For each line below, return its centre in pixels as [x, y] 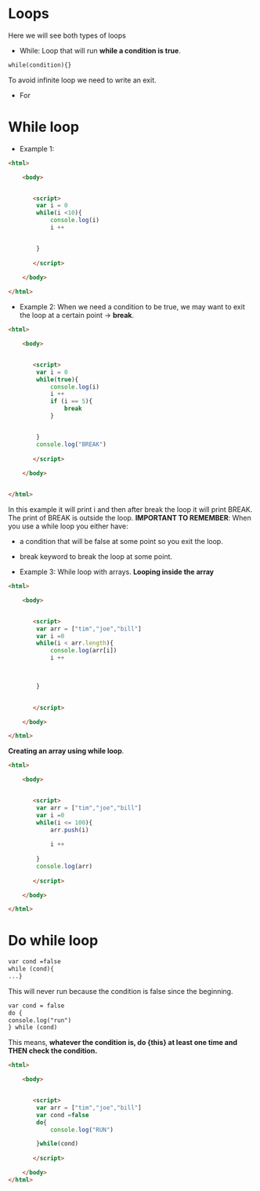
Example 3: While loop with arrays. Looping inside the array [116, 572]
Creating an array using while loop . [66, 751]
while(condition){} [40, 65]
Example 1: [37, 148]
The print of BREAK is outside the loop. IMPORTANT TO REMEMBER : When [130, 518]
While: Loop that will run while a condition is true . [100, 50]
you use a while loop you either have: [68, 526]
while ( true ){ [58, 379]
